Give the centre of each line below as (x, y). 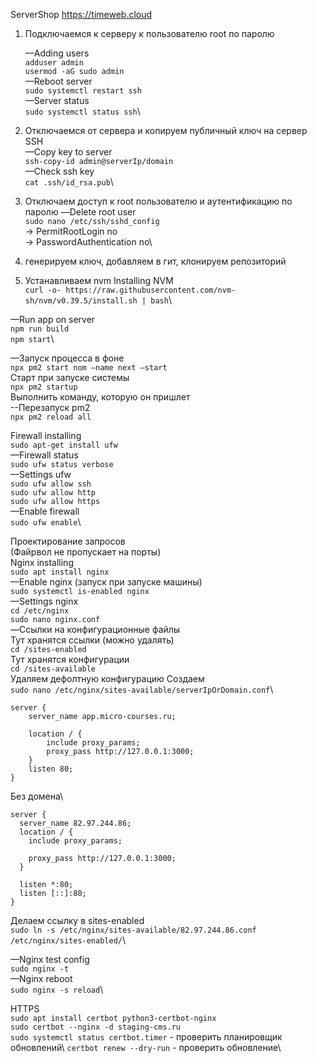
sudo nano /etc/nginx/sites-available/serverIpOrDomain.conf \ (142, 689)
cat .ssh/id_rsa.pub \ (69, 182)
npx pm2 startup (44, 387)
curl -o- (43, 290)
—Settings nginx (44, 601)
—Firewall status (44, 455)
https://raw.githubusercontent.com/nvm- (151, 290)
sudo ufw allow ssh (51, 484)
